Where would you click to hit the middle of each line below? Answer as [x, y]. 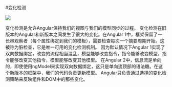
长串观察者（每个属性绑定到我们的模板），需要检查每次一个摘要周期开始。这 [85, 41]
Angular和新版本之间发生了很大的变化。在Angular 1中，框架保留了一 [91, 34]
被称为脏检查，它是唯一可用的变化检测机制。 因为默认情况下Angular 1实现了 [85, 47]
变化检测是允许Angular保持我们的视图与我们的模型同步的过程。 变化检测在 [84, 28]
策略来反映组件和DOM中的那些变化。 [49, 79]
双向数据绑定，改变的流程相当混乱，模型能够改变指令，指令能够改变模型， [84, 53]
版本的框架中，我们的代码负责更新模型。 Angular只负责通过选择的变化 [88, 73]
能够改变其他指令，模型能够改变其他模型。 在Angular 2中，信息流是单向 [85, 60]
